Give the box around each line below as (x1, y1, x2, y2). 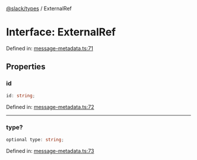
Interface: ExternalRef (6, 26, 116, 39)
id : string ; (6, 93, 35, 98)
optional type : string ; (6, 137, 64, 142)
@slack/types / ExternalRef (6, 5, 72, 12)
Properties (6, 62, 46, 72)
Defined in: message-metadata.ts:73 (6, 147, 94, 154)
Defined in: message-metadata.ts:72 (6, 103, 94, 110)
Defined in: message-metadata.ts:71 (6, 45, 94, 52)
